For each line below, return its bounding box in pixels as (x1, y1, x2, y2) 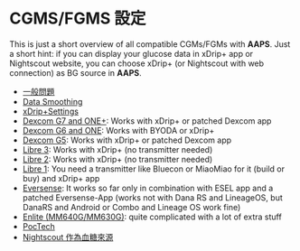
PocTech (22, 220, 56, 231)
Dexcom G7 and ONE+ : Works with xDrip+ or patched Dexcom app (22, 115, 272, 126)
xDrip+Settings (22, 106, 80, 116)
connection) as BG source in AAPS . (9, 67, 142, 78)
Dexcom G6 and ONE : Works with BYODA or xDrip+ (22, 125, 215, 135)
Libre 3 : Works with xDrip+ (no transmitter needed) (22, 144, 213, 154)
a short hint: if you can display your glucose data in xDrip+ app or (9, 48, 254, 59)
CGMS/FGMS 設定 (9, 8, 146, 29)
